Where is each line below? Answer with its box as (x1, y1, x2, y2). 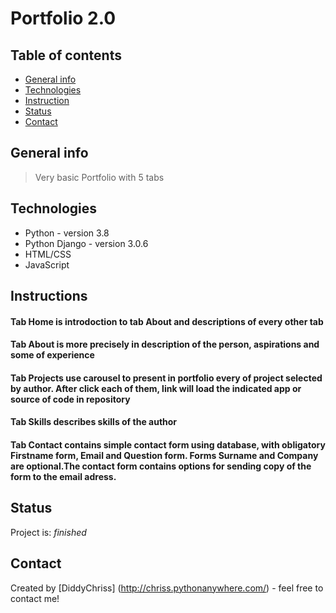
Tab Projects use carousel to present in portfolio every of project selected (10, 372, 323, 384)
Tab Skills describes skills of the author (10, 416, 178, 428)
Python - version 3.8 (24, 227, 110, 239)
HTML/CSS (24, 248, 72, 260)
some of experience (10, 349, 95, 361)
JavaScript (24, 258, 70, 271)
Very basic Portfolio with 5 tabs (34, 171, 165, 183)
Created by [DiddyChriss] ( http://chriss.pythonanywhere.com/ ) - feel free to (10, 582, 324, 594)
